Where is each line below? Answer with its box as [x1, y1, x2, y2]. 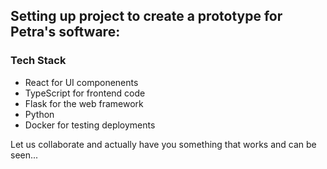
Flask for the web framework [24, 97, 144, 109]
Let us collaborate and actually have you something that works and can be [10, 138, 317, 150]
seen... [10, 149, 39, 161]
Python [24, 108, 55, 120]
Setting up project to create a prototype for [10, 8, 283, 25]
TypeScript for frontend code [24, 87, 146, 99]
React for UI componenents [24, 76, 139, 88]
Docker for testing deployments [24, 119, 156, 131]
